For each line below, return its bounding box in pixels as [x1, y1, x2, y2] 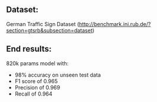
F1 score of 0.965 [14, 77, 58, 85]
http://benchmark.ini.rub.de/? [78, 20, 151, 27]
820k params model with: [6, 59, 69, 67]
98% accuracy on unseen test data [14, 71, 101, 78]
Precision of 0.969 [14, 84, 61, 91]
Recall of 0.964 [14, 90, 52, 97]
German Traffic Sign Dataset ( [6, 20, 79, 27]
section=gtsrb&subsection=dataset [6, 27, 93, 34]
